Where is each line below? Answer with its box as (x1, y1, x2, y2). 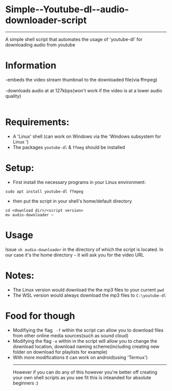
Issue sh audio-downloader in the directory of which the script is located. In (5, 246, 164, 252)
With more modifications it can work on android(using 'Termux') (12, 354, 148, 360)
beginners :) (12, 380, 38, 386)
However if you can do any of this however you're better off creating (12, 369, 158, 375)
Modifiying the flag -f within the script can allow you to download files (12, 327, 164, 333)
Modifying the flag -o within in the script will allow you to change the (12, 338, 158, 344)
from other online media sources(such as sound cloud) (12, 332, 129, 339)
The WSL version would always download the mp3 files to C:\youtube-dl (12, 292, 166, 298)
